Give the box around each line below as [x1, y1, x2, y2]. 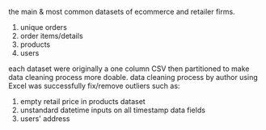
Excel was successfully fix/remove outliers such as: [8, 81, 180, 90]
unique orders [19, 23, 67, 31]
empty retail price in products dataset [19, 97, 146, 106]
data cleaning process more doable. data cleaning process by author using [8, 73, 259, 82]
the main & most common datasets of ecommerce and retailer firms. [8, 7, 236, 16]
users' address [19, 114, 70, 124]
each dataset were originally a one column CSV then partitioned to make [8, 64, 250, 73]
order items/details [19, 31, 83, 40]
